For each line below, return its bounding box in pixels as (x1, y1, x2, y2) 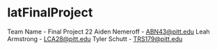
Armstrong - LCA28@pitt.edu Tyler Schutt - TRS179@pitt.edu (7, 34, 183, 42)
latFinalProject (7, 5, 93, 21)
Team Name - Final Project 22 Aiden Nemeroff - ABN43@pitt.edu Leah (7, 27, 210, 36)
